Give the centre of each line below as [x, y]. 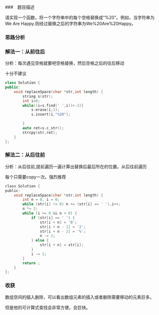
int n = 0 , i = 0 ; [41, 200]
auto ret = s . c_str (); [43, 128]
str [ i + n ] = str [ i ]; [62, 245]
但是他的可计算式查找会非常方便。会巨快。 [48, 307]
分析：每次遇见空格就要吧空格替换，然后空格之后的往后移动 [65, 63]
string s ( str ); [38, 96]
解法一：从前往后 [25, 52]
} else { [40, 241]
